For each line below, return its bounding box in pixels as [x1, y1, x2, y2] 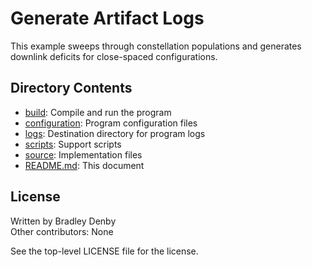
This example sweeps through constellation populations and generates [10, 40, 302, 52]
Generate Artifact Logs [10, 7, 205, 30]
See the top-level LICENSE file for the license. [10, 245, 199, 257]
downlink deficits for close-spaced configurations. [10, 50, 218, 62]
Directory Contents [10, 80, 133, 97]
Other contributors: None [10, 225, 114, 237]
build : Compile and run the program [24, 106, 172, 118]
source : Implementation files [24, 148, 143, 161]
